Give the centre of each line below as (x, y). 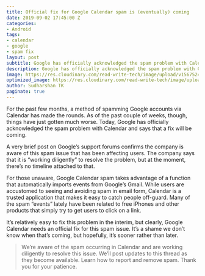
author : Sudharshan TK (35, 86)
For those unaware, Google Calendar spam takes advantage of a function (99, 178)
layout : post (23, 57)
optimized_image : (28, 80)
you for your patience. (49, 266)
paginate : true (26, 92)
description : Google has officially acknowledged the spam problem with (101, 69)
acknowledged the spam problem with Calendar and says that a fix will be (99, 128)
